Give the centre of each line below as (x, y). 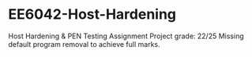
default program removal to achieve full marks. (84, 44)
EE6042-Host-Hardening (92, 14)
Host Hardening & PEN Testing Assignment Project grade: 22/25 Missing (126, 36)
